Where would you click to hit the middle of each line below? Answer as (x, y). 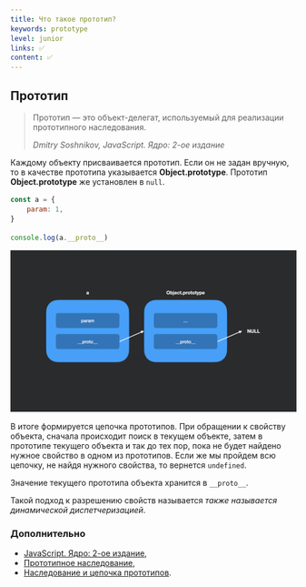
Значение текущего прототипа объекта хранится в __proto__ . (129, 482)
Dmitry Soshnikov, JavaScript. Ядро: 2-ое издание (128, 145)
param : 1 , (45, 209)
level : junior (37, 38)
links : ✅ (28, 48)
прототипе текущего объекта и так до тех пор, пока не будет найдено (146, 445)
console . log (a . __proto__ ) (59, 238)
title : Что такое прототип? (64, 19)
